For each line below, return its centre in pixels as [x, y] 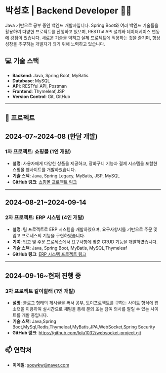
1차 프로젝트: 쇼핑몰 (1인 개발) [38, 152]
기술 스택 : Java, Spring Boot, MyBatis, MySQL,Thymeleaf [70, 248]
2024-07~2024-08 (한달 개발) [51, 136]
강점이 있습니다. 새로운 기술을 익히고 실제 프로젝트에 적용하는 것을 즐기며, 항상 [85, 38]
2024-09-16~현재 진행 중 [43, 276]
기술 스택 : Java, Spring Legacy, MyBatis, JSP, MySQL [66, 176]
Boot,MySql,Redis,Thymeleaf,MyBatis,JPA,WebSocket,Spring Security [84, 327]
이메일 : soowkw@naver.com [41, 365]
